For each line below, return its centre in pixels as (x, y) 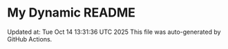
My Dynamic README (72, 13)
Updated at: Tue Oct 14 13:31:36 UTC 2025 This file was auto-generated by (114, 32)
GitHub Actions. (30, 39)
